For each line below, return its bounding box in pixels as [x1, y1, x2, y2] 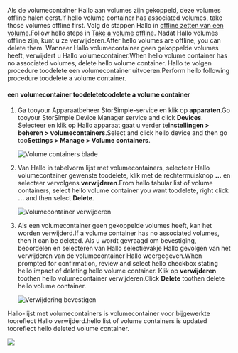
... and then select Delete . [17, 194, 94, 202]
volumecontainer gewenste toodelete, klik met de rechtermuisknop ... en [17, 171, 231, 180]
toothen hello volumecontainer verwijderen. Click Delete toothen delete [17, 274, 225, 283]
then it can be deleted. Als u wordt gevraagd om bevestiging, [17, 237, 197, 245]
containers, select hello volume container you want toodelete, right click [17, 186, 229, 195]
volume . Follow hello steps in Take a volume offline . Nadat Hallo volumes [7, 28, 219, 37]
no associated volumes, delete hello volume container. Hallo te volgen [7, 59, 212, 67]
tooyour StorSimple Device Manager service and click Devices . [17, 114, 204, 122]
